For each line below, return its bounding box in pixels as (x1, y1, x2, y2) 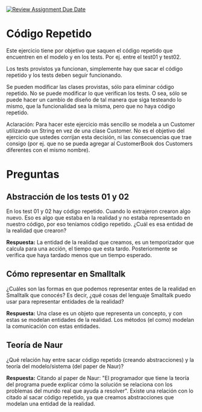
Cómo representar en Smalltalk (6, 269, 125, 280)
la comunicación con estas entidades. (6, 322, 101, 330)
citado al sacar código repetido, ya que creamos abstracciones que (6, 393, 174, 401)
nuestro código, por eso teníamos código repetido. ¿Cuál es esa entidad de (6, 220, 194, 227)
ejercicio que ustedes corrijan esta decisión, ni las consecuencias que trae (6, 133, 192, 140)
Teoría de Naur (6, 340, 63, 350)
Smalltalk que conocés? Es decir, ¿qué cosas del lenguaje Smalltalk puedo (6, 291, 191, 299)
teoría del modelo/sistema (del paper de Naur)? (6, 362, 124, 370)
